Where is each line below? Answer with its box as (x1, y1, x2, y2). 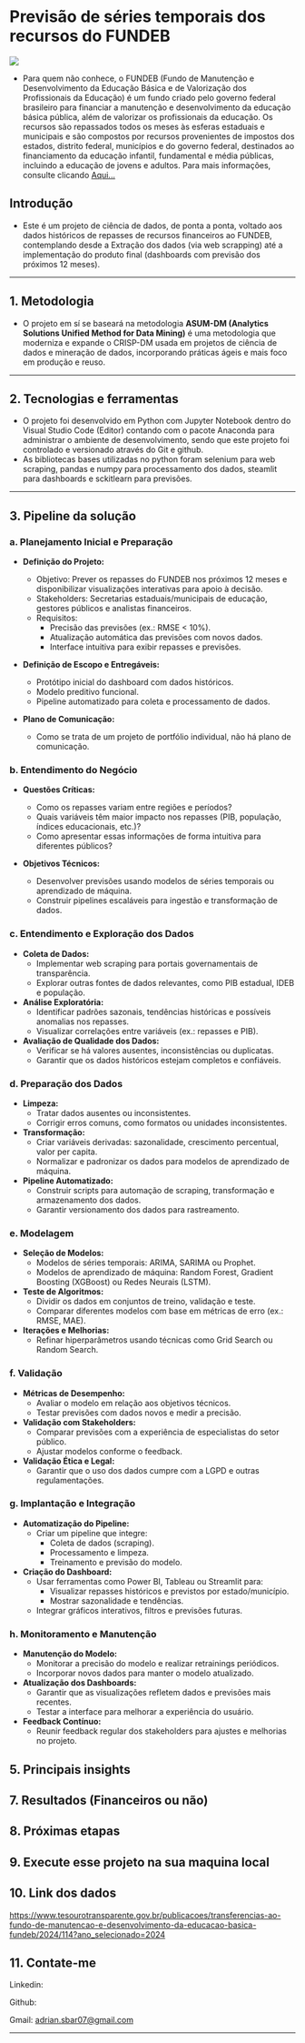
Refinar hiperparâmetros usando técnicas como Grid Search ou (35, 1334, 273, 1345)
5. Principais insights (9, 1762, 131, 1777)
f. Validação (9, 1367, 64, 1380)
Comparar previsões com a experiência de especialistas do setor (35, 1426, 280, 1437)
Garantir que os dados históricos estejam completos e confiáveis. (35, 1054, 281, 1065)
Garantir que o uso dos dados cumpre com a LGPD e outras (35, 1464, 261, 1475)
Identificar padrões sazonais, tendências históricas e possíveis (35, 1006, 271, 1017)
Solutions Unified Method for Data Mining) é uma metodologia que (22, 327, 277, 338)
